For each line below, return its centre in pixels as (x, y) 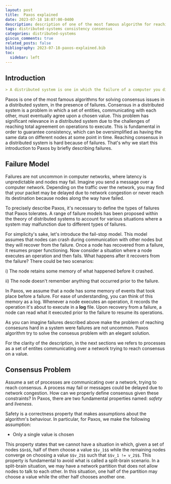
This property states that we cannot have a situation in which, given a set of (85, 444)
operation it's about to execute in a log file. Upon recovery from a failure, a (83, 307)
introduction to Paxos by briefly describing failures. (59, 148)
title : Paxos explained (32, 15)
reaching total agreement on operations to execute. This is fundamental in (83, 127)
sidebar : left (25, 57)
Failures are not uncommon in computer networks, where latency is (76, 176)
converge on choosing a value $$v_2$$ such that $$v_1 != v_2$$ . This (78, 455)
